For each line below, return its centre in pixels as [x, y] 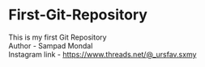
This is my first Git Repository [58, 37]
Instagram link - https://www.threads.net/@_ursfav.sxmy [102, 54]
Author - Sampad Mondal [51, 45]
